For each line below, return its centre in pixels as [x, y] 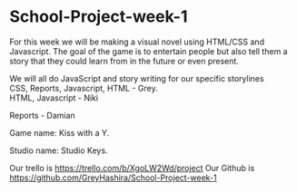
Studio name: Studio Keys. [59, 150]
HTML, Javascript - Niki [54, 98]
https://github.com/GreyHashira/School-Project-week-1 [114, 178]
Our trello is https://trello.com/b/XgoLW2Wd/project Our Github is [132, 168]
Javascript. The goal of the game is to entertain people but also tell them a [148, 51]
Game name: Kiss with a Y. [59, 132]
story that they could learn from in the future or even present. [124, 61]
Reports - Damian [42, 115]
